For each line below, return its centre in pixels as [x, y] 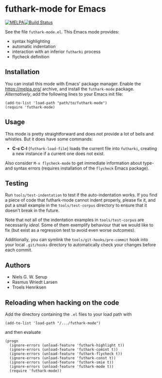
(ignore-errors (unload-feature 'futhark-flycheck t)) [66, 354]
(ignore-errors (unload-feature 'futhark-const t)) [63, 358]
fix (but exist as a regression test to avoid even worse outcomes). [70, 230]
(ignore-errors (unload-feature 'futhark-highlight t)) [67, 345]
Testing [17, 183]
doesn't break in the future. [32, 210]
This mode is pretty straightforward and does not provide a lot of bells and [79, 134]
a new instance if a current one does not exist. [58, 154]
